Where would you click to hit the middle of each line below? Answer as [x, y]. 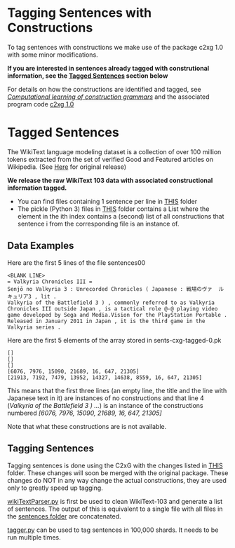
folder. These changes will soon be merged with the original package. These [118, 473]
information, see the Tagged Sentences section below [88, 76]
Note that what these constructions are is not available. [87, 426]
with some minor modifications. [53, 55]
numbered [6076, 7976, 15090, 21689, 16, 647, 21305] [85, 413]
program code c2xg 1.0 [41, 104]
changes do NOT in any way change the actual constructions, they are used [117, 480]
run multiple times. [34, 537]
